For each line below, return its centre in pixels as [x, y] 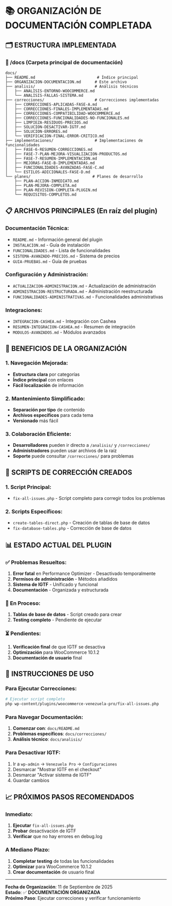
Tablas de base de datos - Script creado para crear [67, 615]
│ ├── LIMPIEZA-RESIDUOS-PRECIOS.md [47, 123]
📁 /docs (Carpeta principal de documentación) [64, 62]
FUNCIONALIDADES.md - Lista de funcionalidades [61, 250]
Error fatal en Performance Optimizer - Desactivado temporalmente [84, 573]
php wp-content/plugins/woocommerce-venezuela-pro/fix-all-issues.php [82, 704]
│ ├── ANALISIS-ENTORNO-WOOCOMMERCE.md [50, 91]
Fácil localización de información [48, 385]
